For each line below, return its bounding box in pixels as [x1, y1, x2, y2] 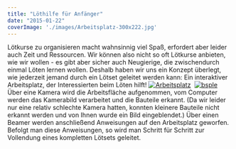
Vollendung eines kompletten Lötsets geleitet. [7, 133, 141, 142]
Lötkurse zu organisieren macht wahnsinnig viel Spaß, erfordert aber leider [7, 43, 227, 52]
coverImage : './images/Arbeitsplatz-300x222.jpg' [7, 23, 158, 31]
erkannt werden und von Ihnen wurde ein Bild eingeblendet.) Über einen [7, 111, 219, 119]
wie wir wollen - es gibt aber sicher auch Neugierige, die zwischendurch [7, 58, 220, 67]
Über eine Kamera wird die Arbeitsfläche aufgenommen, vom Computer [7, 88, 218, 96]
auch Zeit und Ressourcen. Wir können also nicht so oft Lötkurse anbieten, [7, 50, 226, 59]
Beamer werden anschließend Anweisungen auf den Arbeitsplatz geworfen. [7, 118, 230, 127]
